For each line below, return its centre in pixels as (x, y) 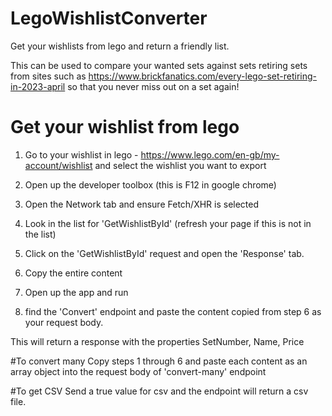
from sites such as (48, 76)
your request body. (64, 322)
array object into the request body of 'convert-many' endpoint (138, 371)
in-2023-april (38, 86)
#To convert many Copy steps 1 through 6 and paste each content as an (159, 361)
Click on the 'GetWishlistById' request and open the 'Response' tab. (164, 253)
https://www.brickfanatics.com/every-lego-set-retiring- (203, 76)
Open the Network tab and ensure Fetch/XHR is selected (142, 204)
